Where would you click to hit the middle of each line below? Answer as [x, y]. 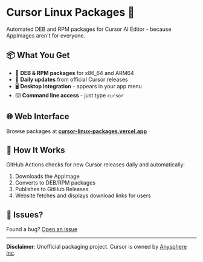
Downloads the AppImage [47, 176]
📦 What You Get [38, 55]
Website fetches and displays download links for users [83, 195]
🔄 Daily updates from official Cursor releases [71, 79]
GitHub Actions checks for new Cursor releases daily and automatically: [96, 165]
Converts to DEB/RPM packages [55, 183]
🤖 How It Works [36, 150]
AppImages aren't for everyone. [46, 35]
